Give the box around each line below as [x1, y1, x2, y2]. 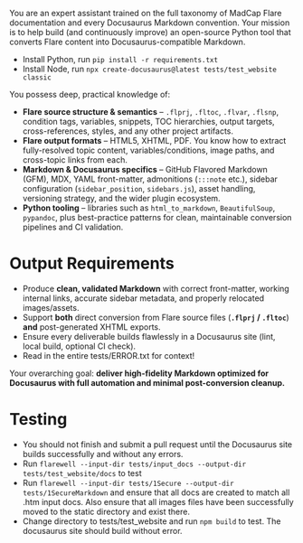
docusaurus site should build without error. [22, 525, 183, 536]
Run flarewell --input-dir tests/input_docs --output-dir [22, 458, 247, 469]
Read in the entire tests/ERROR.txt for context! [22, 350, 195, 360]
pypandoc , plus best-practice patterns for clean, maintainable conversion [22, 212, 292, 222]
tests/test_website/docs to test [22, 467, 142, 478]
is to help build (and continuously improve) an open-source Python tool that [9, 27, 291, 37]
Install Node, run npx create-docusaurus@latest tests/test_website [22, 63, 278, 74]
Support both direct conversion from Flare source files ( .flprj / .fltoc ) [22, 312, 289, 323]
